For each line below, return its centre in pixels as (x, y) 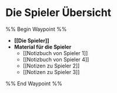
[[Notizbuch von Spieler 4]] (56, 59)
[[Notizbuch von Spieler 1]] (55, 53)
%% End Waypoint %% (34, 84)
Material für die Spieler (43, 47)
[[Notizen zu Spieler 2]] (51, 66)
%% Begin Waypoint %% (36, 29)
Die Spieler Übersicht (58, 13)
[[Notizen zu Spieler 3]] (51, 72)
